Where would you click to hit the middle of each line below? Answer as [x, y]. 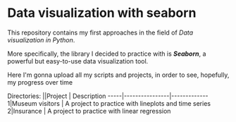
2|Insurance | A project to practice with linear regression [89, 111]
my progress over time [40, 82]
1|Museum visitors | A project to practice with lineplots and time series [109, 103]
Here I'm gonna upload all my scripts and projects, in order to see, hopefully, [118, 75]
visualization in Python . [41, 39]
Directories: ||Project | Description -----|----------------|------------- [108, 96]
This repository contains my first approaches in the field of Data [100, 32]
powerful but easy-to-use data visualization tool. [78, 61]
